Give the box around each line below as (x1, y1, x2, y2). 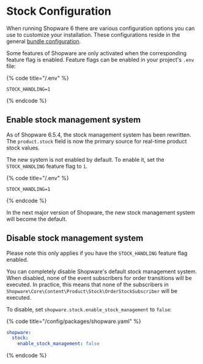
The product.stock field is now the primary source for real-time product (6, 137, 187, 145)
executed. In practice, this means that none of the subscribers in (6, 281, 169, 288)
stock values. (6, 144, 40, 151)
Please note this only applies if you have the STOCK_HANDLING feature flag (6, 249, 188, 257)
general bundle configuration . (6, 37, 81, 45)
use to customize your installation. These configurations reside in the (6, 31, 180, 38)
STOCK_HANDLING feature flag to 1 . (6, 162, 88, 170)
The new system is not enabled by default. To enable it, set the (6, 156, 165, 163)
